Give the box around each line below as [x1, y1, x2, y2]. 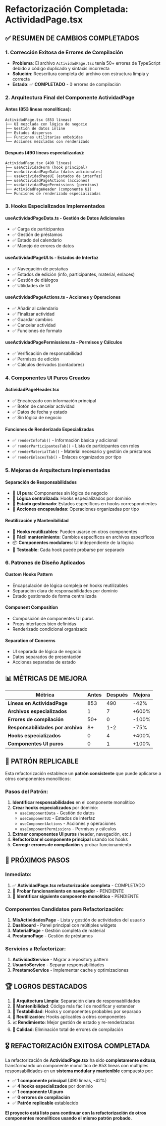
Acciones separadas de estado [12, 659, 76, 665]
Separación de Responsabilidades [5, 479, 77, 485]
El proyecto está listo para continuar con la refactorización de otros [5, 1110, 147, 1116]
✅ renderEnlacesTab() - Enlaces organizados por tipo [12, 454, 121, 460]
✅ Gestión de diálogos [12, 277, 58, 283]
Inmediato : [5, 871, 32, 878]
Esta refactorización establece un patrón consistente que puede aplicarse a [5, 770, 162, 776]
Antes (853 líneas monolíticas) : [5, 106, 71, 113]
